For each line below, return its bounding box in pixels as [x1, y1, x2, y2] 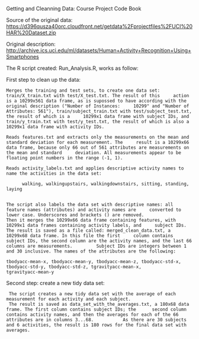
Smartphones [6, 53, 40, 60]
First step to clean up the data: [6, 76, 81, 83]
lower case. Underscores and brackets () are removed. [6, 212, 145, 218]
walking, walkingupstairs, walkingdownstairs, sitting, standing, [21, 181, 190, 187]
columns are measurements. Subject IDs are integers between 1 [6, 243, 187, 249]
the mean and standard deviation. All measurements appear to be [6, 150, 182, 156]
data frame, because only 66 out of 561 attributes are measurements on [6, 145, 190, 151]
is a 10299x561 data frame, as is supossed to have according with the [6, 98, 187, 104]
